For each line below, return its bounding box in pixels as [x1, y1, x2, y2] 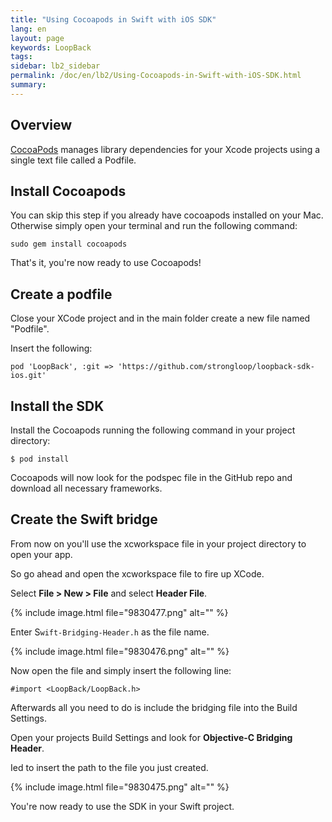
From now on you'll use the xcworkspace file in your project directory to [10, 537, 307, 550]
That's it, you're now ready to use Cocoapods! [10, 257, 202, 269]
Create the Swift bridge [10, 511, 158, 528]
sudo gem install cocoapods [10, 239, 128, 250]
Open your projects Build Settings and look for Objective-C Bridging [10, 731, 293, 743]
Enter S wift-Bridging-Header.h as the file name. [10, 626, 210, 638]
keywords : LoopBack [10, 42, 92, 53]
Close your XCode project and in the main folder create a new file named [10, 312, 311, 325]
